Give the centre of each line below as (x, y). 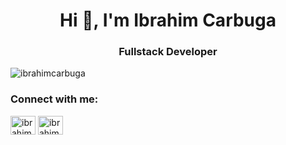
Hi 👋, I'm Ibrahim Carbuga (168, 20)
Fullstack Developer (168, 52)
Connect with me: (54, 99)
